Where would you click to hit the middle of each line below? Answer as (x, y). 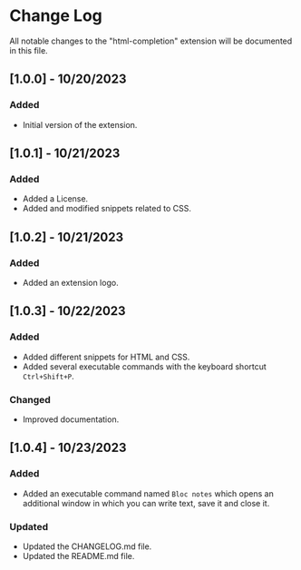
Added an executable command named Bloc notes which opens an (148, 493)
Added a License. (55, 199)
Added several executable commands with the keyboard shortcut (145, 366)
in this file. (29, 50)
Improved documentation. (71, 419)
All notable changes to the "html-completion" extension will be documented (151, 41)
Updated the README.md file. (78, 555)
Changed (30, 399)
